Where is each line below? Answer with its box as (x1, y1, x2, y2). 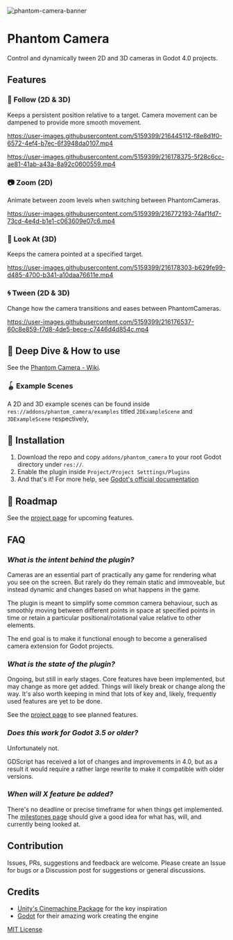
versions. (7, 772, 33, 780)
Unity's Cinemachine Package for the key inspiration (17, 905, 168, 913)
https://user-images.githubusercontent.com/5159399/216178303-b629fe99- (7, 264, 226, 272)
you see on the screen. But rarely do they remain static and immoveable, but (7, 578, 225, 586)
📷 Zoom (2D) (7, 177, 53, 187)
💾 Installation (7, 435, 65, 446)
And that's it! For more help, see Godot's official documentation (17, 475, 199, 483)
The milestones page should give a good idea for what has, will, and (7, 812, 202, 820)
